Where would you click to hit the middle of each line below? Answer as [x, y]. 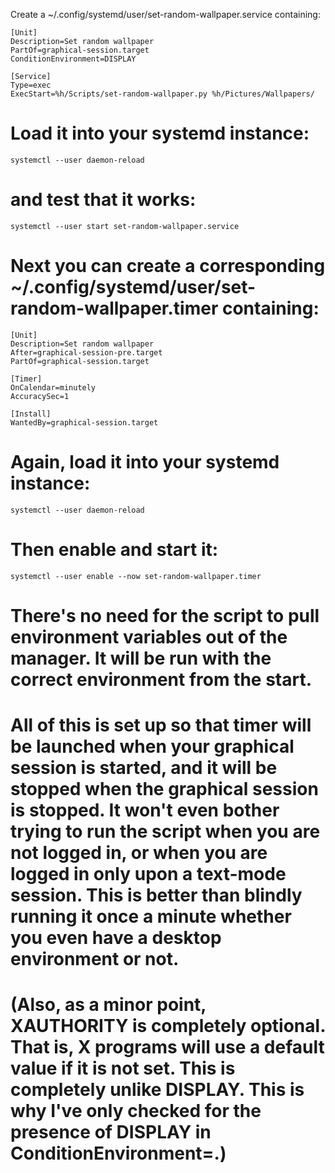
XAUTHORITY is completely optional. [168, 1026]
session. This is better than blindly [156, 895]
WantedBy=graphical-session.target [84, 422]
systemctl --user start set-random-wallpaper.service [125, 226]
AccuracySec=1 [40, 396]
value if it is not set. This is [123, 1068]
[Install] [31, 414]
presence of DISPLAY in [111, 1132]
